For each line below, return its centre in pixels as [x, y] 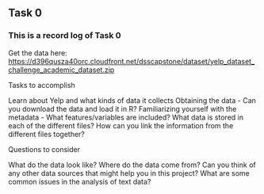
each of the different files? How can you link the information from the [121, 125]
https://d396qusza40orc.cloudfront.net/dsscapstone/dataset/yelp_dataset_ [132, 61]
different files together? [47, 134]
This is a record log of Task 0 [65, 36]
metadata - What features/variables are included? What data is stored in [126, 117]
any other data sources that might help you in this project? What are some [129, 173]
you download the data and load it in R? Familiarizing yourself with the [122, 108]
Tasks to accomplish [42, 85]
